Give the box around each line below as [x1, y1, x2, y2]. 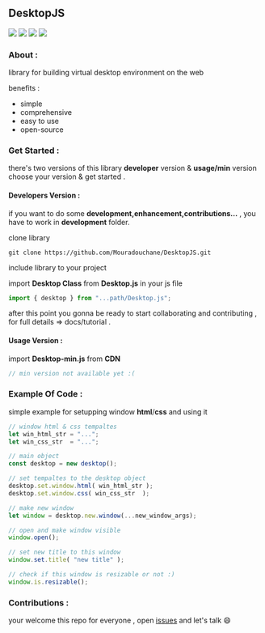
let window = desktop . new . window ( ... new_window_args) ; [8, 512, 197, 520]
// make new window [8, 503, 74, 512]
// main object [8, 452, 60, 461]
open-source [19, 125, 64, 134]
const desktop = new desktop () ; [8, 460, 117, 468]
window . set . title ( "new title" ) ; [8, 556, 125, 564]
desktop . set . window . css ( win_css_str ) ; [8, 489, 150, 497]
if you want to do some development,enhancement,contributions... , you [8, 208, 256, 218]
